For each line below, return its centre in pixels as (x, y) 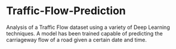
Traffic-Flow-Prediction (66, 11)
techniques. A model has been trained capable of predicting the (84, 33)
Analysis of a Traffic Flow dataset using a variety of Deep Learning (88, 27)
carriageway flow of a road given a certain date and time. (77, 40)
